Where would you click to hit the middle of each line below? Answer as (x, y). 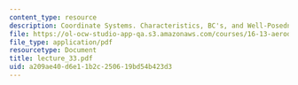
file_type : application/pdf (61, 42)
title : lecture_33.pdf (51, 58)
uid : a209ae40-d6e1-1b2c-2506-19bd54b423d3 (91, 67)
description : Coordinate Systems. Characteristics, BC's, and (126, 26)
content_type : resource (53, 17)
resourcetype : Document (53, 50)
